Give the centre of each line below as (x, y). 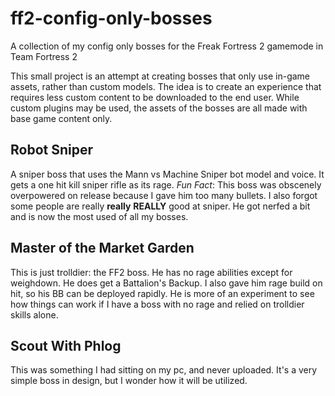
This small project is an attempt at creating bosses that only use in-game (160, 76)
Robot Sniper (52, 150)
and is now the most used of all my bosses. (99, 216)
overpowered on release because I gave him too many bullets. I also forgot (164, 195)
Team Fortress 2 (44, 56)
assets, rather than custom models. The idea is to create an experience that (166, 86)
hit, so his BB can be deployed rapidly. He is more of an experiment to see (162, 293)
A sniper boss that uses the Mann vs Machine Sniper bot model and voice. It (167, 174)
